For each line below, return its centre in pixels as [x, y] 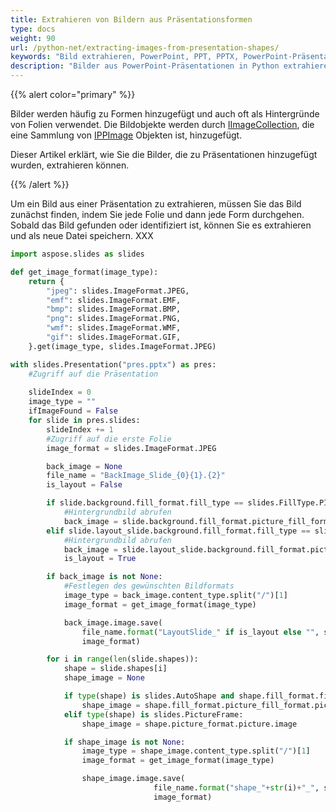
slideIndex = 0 [60, 392]
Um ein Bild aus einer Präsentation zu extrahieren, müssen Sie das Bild [156, 204]
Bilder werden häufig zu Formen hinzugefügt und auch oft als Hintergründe [165, 114]
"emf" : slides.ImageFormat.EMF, [114, 300]
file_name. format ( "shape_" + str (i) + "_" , [236, 788]
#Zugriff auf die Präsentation [93, 374]
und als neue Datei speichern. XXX [82, 235]
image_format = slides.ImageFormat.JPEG [131, 448]
